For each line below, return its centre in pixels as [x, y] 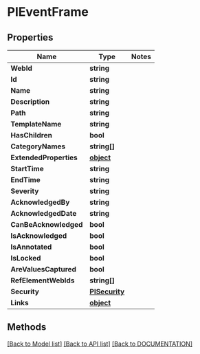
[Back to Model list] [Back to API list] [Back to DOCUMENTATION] [100, 344]
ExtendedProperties [44, 157]
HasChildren [32, 135]
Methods [27, 327]
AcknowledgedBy [40, 202]
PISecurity [107, 291]
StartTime [27, 169]
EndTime [25, 180]
